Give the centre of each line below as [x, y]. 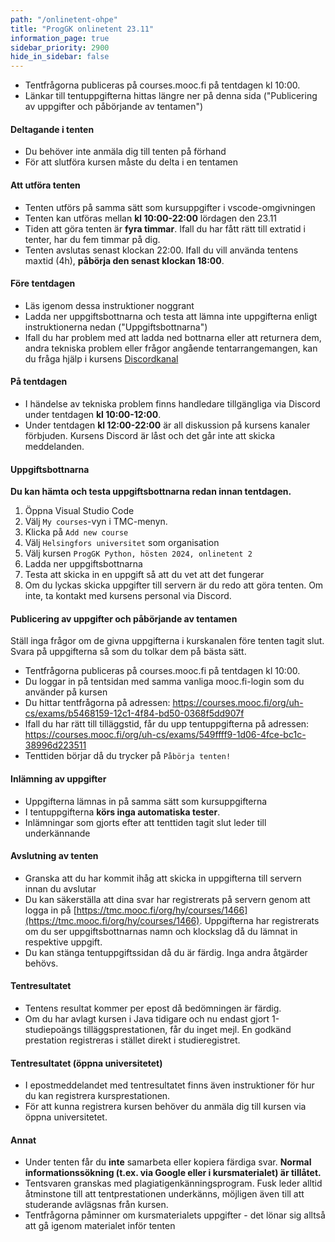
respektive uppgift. [63, 942]
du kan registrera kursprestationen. [97, 1096]
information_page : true [60, 38]
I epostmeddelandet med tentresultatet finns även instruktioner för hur [169, 1085]
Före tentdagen [43, 283]
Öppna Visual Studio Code [79, 511]
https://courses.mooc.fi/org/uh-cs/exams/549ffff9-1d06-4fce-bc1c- [165, 735]
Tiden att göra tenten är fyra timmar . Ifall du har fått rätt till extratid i [165, 228]
